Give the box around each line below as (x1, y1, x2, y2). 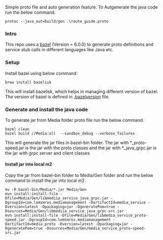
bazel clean (5, 127, 29, 132)
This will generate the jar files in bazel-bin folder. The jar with (5, 139, 129, 145)
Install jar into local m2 (5, 161, 53, 167)
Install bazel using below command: (5, 70, 78, 76)
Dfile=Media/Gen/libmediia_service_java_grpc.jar (5, 196, 109, 201)
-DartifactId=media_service (88, 200, 146, 205)
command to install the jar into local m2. (5, 177, 86, 184)
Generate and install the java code (5, 106, 88, 113)
